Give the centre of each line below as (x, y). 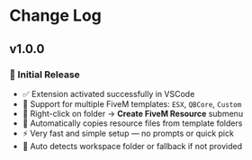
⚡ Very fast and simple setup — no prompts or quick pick (128, 133)
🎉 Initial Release (45, 75)
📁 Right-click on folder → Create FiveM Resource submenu (133, 113)
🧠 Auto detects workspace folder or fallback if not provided (132, 146)
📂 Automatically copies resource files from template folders (132, 123)
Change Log (55, 16)
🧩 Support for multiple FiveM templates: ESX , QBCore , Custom (132, 103)
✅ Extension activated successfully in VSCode (108, 93)
